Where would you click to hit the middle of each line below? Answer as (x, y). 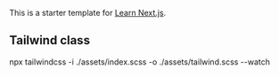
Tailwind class (50, 40)
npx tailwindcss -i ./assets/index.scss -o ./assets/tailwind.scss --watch (139, 62)
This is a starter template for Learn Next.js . (88, 13)
